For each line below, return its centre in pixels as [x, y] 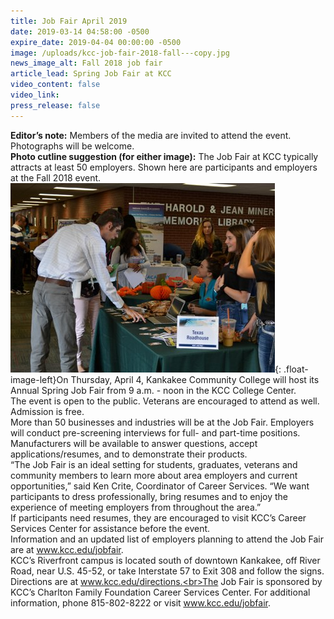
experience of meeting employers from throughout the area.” [136, 507]
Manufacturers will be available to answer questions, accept [134, 443]
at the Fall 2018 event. [56, 177]
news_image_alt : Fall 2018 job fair [86, 63]
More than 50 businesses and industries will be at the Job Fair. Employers [162, 422]
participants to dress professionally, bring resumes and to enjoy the [149, 496]
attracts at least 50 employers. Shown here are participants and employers [164, 167]
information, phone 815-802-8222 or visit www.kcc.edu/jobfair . [140, 602]
